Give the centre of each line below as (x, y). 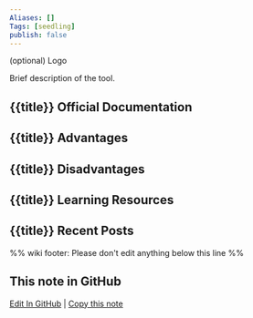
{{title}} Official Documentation (101, 107)
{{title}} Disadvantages (77, 169)
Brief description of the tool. (63, 78)
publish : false (38, 35)
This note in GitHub (65, 282)
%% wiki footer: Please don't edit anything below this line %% (127, 252)
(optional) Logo (38, 61)
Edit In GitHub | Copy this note (66, 303)
